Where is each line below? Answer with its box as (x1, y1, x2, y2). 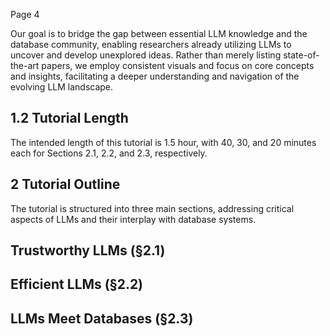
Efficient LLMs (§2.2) (10, 276, 144, 293)
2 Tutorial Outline (10, 176, 121, 193)
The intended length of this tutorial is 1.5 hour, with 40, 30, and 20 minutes (10, 136, 317, 148)
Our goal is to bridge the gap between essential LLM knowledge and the (10, 28, 308, 39)
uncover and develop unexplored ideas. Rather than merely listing (10, 49, 282, 61)
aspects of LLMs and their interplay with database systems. (10, 213, 257, 225)
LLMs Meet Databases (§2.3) (10, 310, 194, 327)
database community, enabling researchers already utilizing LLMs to (10, 39, 292, 50)
